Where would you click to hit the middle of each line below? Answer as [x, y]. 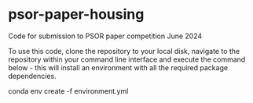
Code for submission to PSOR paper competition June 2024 [105, 36]
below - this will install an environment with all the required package [118, 67]
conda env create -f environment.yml [68, 91]
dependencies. [32, 76]
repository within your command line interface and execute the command [127, 59]
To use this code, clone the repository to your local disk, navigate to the [124, 51]
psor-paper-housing [76, 14]
